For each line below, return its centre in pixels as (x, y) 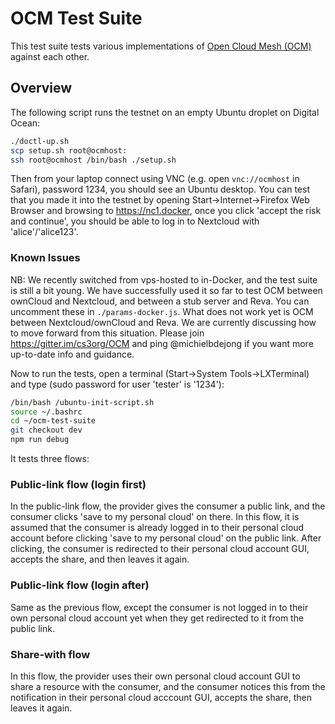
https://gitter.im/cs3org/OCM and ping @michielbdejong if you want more (162, 343)
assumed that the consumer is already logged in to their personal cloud (157, 528)
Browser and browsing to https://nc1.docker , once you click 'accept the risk (166, 211)
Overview (41, 88)
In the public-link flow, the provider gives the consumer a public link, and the (168, 506)
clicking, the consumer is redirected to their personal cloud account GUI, (160, 549)
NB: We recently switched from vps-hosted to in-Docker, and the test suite (164, 279)
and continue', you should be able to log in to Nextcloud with (135, 221)
